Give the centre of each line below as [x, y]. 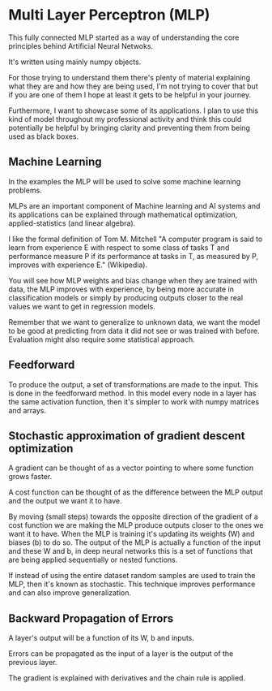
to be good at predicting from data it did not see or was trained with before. [134, 330]
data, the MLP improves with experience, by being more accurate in [121, 289]
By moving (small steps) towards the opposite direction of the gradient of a [134, 516]
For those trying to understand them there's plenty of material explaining [130, 77]
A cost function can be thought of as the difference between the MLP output [136, 492]
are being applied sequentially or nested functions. [93, 560]
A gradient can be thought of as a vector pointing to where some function [131, 468]
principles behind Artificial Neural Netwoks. [81, 45]
